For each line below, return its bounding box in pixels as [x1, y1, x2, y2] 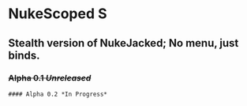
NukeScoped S [8, 5, 107, 23]
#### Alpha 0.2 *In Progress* [8, 90, 108, 98]
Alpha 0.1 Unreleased [8, 72, 92, 83]
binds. [8, 48, 41, 62]
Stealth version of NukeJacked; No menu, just [8, 36, 239, 50]
